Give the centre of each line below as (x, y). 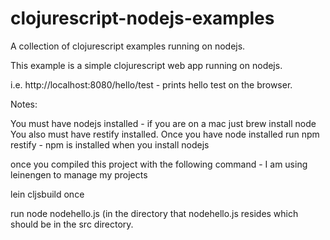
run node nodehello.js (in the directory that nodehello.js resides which (154, 213)
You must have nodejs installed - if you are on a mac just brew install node (163, 123)
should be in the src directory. (72, 224)
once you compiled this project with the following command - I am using (159, 164)
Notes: (24, 104)
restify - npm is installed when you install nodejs (110, 144)
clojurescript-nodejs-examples (142, 18)
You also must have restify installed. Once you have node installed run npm (165, 134)
